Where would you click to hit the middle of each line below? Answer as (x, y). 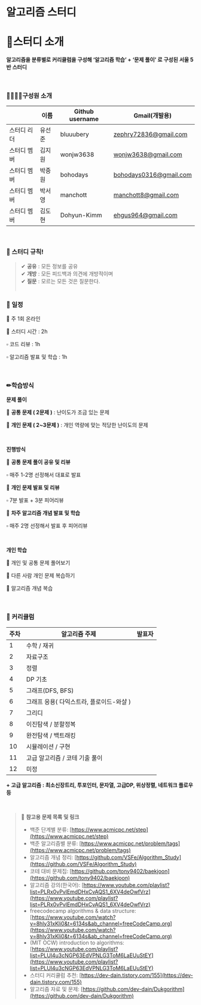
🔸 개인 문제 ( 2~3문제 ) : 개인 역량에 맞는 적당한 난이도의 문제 (77, 425)
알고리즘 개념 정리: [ (53, 857)
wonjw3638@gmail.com (148, 155)
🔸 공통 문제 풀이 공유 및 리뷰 (38, 462)
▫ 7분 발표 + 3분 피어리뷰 (35, 500)
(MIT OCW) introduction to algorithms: (77, 942)
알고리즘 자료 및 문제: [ (56, 989)
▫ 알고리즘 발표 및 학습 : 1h (37, 357)
